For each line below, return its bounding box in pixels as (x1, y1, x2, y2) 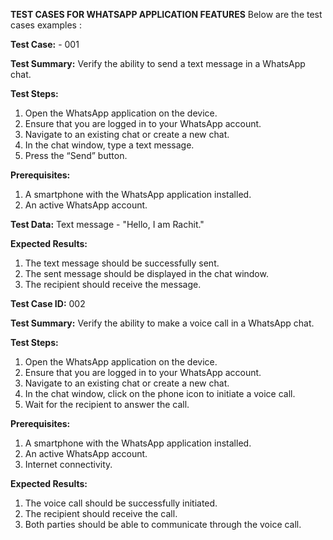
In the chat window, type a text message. (24, 139, 195, 151)
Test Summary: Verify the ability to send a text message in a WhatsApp (10, 58, 306, 69)
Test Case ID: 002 (10, 298, 86, 309)
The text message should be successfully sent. (24, 257, 220, 269)
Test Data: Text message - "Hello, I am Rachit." (10, 219, 205, 230)
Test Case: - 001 (10, 39, 80, 50)
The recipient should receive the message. (24, 279, 202, 290)
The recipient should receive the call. (24, 508, 178, 519)
